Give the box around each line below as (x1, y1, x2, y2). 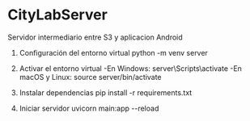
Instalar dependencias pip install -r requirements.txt (19, 87, 193, 98)
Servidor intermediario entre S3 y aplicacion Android (7, 32, 183, 42)
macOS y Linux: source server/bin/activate (19, 72, 163, 81)
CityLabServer (7, 6, 108, 24)
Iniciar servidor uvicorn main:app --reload (19, 103, 159, 113)
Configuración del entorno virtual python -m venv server (19, 48, 208, 57)
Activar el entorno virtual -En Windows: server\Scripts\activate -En (19, 63, 242, 73)
